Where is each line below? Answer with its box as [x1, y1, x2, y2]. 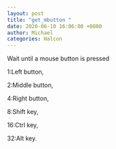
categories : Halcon [7, 36, 63, 43]
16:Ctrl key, [7, 121, 39, 129]
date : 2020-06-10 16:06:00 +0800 [7, 23, 102, 30]
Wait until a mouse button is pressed [7, 54, 110, 62]
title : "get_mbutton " [7, 16, 72, 23]
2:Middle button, [7, 81, 53, 89]
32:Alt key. [7, 135, 38, 143]
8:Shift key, [7, 108, 39, 116]
